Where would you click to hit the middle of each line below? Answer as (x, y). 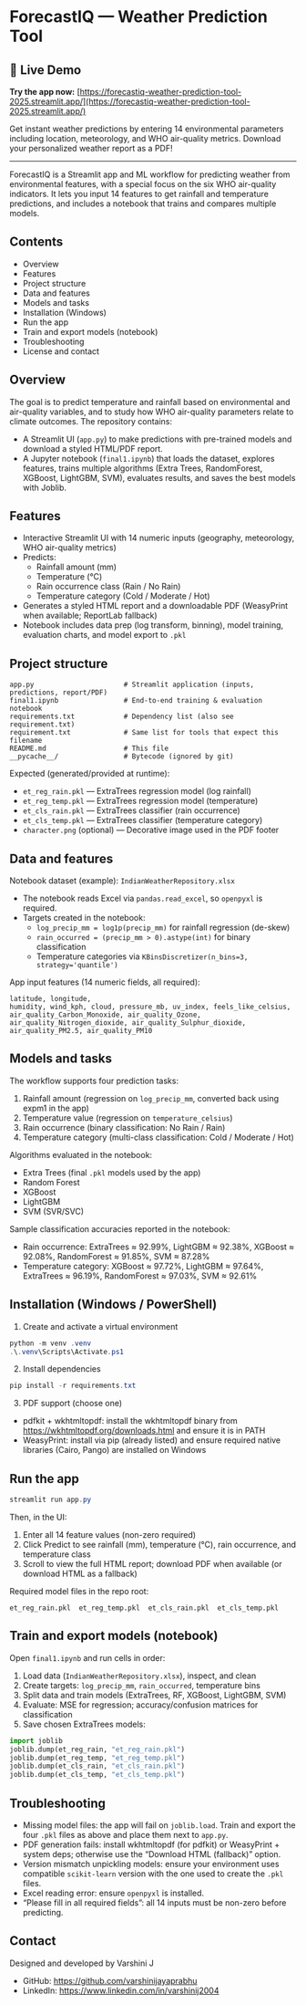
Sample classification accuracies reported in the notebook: (120, 1228)
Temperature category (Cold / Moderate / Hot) (123, 596)
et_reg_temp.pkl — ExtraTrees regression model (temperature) (140, 801)
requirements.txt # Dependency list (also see (122, 717)
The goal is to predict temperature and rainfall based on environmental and (150, 402)
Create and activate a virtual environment (100, 1326)
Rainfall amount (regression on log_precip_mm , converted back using (151, 1098)
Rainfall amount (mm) (76, 567)
